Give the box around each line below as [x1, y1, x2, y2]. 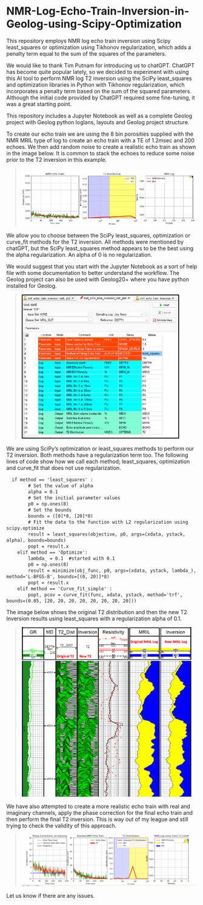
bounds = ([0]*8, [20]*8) [28, 513, 94, 519]
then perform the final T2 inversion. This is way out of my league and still [6, 815, 189, 823]
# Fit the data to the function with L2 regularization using [28, 519, 188, 525]
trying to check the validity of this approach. [6, 822, 117, 829]
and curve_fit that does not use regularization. [6, 464, 121, 471]
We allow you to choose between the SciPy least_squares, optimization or [6, 231, 191, 239]
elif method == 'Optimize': [17, 549, 88, 555]
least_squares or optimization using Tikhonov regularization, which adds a [6, 44, 191, 51]
